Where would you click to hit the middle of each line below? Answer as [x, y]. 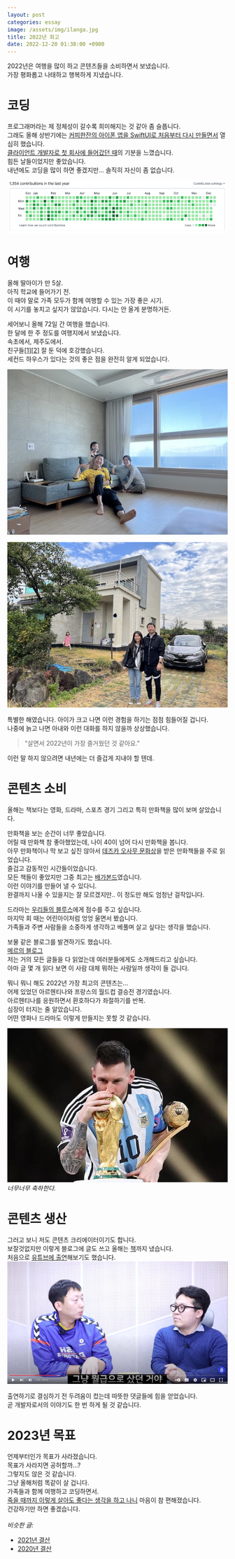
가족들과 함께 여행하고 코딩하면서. [53, 1491]
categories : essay [34, 22]
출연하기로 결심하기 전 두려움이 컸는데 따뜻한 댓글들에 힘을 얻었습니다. [102, 1396]
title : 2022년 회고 [33, 37]
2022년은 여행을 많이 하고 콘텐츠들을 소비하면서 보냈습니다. [88, 66]
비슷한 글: [20, 1525]
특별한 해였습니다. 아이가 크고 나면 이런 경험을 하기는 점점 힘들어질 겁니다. [108, 719]
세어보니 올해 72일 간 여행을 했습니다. [58, 324]
